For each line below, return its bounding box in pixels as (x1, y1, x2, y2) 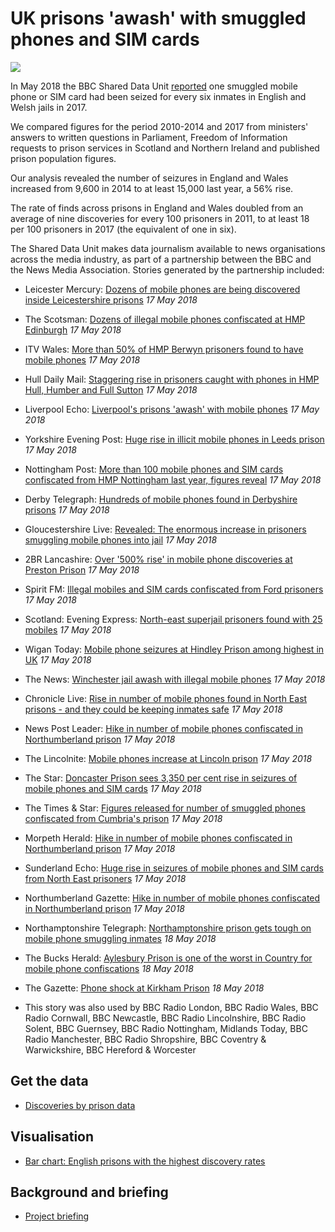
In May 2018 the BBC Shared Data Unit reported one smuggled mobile (10, 80, 298, 92)
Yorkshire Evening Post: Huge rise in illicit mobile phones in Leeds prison (24, 433, 325, 445)
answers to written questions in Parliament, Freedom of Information (10, 131, 288, 143)
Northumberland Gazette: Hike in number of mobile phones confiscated (24, 892, 321, 904)
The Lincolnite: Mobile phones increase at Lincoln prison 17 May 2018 (24, 752, 313, 764)
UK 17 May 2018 (24, 653, 92, 666)
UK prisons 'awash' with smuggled (10, 7, 307, 30)
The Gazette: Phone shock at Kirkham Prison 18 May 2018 (24, 982, 265, 994)
